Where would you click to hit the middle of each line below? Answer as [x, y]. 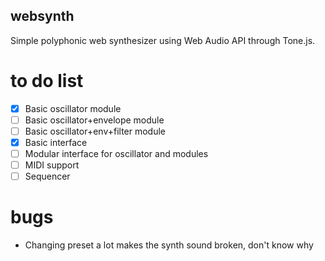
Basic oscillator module [73, 108]
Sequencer [47, 176]
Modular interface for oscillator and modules [116, 153]
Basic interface [56, 142]
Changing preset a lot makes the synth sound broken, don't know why [169, 245]
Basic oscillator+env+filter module [95, 131]
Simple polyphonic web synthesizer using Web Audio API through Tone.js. [163, 40]
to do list [47, 81]
